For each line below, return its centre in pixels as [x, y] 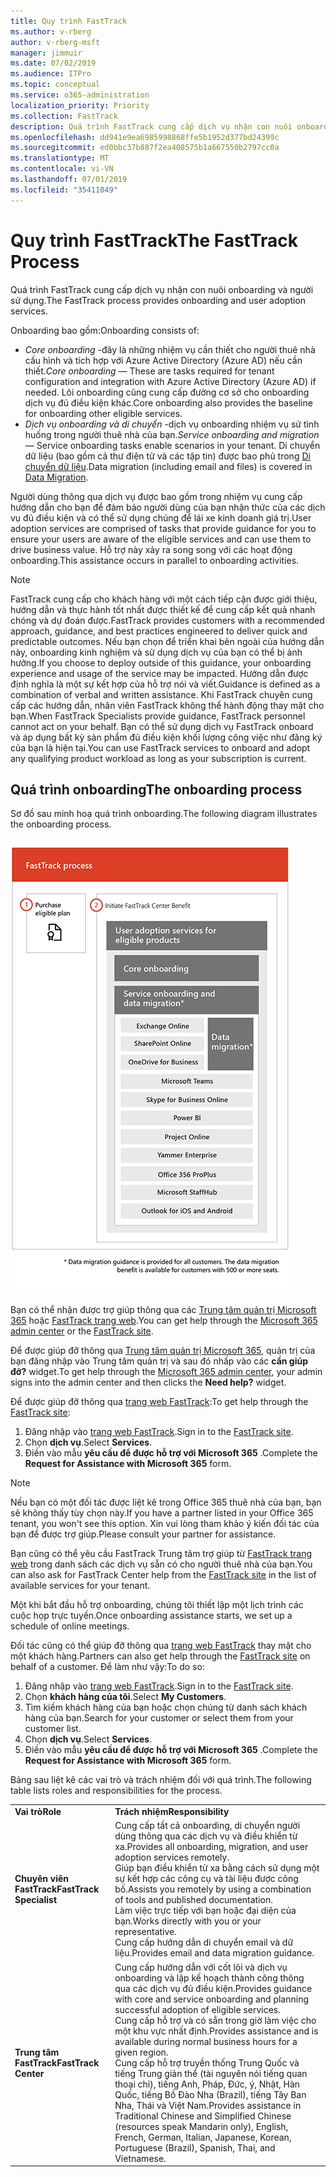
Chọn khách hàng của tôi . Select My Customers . [125, 1697]
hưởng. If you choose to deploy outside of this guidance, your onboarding [161, 662]
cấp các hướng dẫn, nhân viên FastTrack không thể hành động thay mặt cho [167, 705]
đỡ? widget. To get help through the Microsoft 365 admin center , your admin [166, 1372]
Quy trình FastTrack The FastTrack [154, 240]
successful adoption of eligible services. [197, 2009]
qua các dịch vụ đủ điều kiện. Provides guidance [213, 1988]
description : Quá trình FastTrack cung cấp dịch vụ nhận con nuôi [151, 126]
